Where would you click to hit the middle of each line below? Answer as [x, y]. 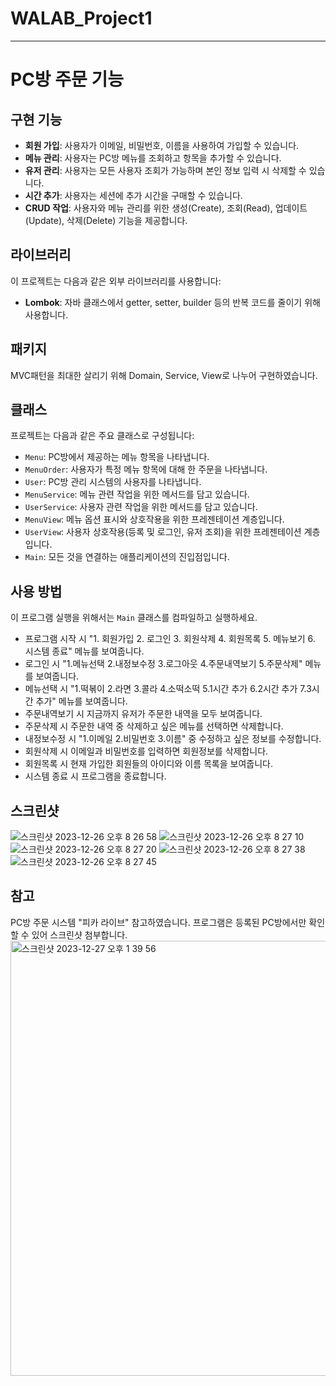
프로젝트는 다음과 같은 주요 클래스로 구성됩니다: [102, 436]
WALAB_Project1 [81, 18]
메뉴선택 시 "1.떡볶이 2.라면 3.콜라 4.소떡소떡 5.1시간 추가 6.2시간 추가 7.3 [168, 689]
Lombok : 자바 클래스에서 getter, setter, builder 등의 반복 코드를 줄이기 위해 [172, 302]
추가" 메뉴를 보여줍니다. [81, 701]
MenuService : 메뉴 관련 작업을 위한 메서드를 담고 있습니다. [137, 494]
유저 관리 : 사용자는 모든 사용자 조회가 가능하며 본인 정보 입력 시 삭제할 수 [165, 170]
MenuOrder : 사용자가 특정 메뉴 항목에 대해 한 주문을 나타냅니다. [146, 469]
